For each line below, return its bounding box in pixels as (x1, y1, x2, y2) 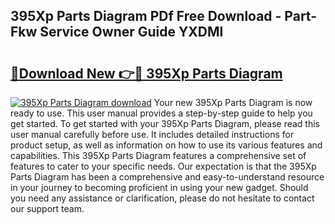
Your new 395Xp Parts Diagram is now (153, 97, 313, 108)
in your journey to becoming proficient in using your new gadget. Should (10, 182, 309, 193)
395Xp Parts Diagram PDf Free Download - (10, 8, 282, 25)
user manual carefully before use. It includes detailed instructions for (10, 129, 295, 140)
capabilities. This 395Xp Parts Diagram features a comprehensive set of (10, 150, 307, 161)
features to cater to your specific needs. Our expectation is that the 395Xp (10, 160, 317, 172)
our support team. (10, 203, 85, 214)
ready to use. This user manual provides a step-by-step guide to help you (10, 107, 313, 119)
